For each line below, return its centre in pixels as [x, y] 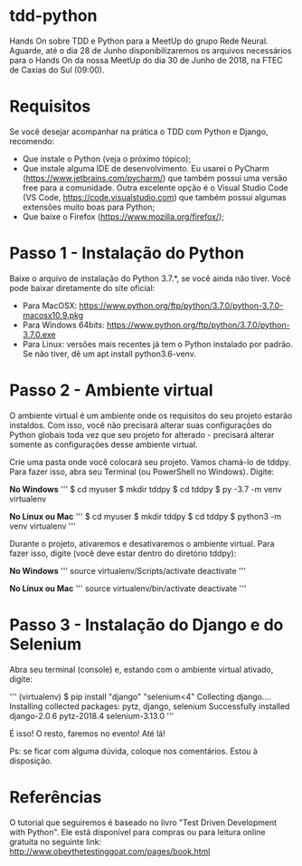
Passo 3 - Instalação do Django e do [146, 624]
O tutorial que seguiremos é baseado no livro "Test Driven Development [143, 822]
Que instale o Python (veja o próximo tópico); [107, 159]
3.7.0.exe [39, 334]
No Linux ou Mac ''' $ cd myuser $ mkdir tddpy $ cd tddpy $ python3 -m [146, 516]
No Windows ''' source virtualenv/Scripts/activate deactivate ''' [128, 570]
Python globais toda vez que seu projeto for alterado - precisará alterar [142, 434]
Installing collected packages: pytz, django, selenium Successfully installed [150, 706]
